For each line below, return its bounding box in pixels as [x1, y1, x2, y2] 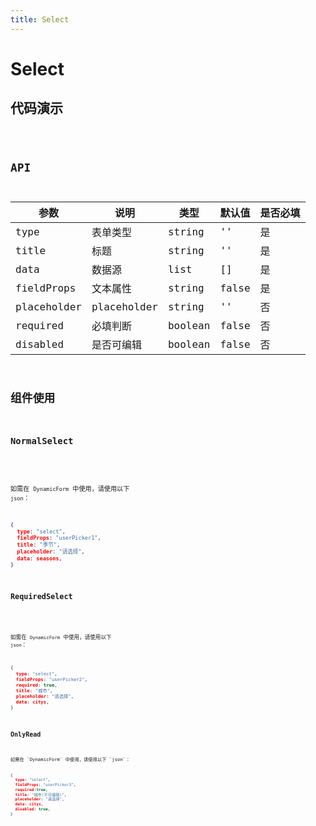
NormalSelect [10, 435, 74, 446]
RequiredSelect [10, 591, 73, 601]
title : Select [10, 14, 70, 25]
